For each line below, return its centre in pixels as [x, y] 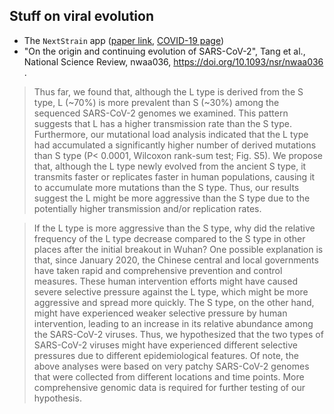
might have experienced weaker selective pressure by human [160, 313]
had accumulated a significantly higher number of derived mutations [175, 145]
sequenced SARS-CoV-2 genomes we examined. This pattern [161, 113]
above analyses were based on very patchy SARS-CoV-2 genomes [171, 366]
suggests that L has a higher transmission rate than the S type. [162, 123]
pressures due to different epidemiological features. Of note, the [166, 355]
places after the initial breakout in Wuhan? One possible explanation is [178, 249]
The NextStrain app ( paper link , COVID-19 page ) [124, 40]
